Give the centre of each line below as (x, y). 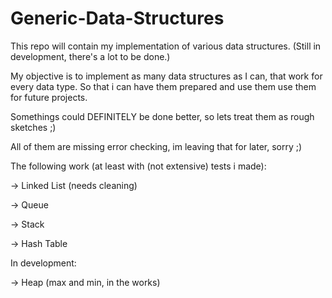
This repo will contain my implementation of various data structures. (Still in (166, 46)
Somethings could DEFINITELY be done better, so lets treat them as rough (162, 116)
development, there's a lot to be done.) (90, 56)
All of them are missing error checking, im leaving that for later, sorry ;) (156, 146)
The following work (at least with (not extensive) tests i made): (138, 166)
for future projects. (49, 97)
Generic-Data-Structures (117, 18)
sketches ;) (33, 127)
